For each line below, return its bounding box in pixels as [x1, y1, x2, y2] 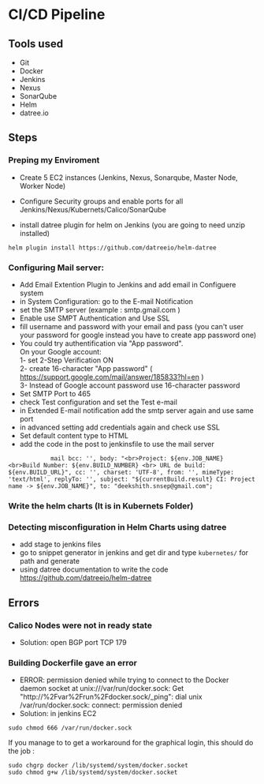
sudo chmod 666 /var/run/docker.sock [8, 724, 132, 732]
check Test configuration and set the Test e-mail [19, 397, 177, 407]
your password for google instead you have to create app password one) [19, 330, 257, 339]
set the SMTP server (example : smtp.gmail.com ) [19, 305, 181, 314]
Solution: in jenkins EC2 [19, 709, 97, 718]
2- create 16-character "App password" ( [19, 363, 153, 373]
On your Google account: [19, 347, 102, 356]
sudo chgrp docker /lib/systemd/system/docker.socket [8, 762, 189, 770]
